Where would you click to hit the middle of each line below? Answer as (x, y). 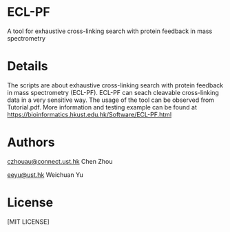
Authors (31, 143)
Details (28, 66)
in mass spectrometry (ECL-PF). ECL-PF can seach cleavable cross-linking (113, 92)
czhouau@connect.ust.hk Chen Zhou (60, 161)
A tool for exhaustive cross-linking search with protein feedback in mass (110, 31)
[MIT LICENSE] (28, 222)
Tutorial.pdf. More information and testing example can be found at (102, 107)
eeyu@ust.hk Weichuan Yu (45, 175)
